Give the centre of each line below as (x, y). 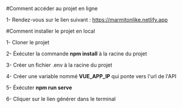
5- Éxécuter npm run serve (39, 88)
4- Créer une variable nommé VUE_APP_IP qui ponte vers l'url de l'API (91, 76)
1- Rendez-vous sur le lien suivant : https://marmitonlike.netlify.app (87, 20)
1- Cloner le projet (28, 42)
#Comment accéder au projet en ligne (52, 8)
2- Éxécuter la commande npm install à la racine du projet (77, 54)
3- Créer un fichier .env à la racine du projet (59, 65)
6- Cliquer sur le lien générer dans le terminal (61, 99)
